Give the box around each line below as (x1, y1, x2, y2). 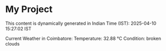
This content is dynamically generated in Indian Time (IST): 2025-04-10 (5, 20, 157, 26)
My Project (5, 4, 53, 15)
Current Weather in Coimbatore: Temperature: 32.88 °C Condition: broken (5, 35, 161, 41)
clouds (5, 40, 20, 46)
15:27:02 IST (5, 25, 32, 31)
